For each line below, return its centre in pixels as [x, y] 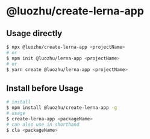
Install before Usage [45, 88]
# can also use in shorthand [43, 125]
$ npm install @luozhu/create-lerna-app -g [62, 108]
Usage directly [34, 33]
